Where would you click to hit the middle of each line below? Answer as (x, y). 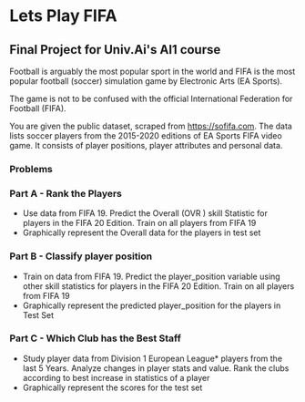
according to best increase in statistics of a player (116, 377)
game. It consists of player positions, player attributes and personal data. (146, 145)
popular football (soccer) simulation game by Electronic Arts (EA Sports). (146, 81)
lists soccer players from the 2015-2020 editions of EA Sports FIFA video (146, 136)
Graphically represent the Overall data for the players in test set (142, 232)
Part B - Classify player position (81, 256)
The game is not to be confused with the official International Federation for (151, 98)
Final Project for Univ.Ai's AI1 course (115, 50)
